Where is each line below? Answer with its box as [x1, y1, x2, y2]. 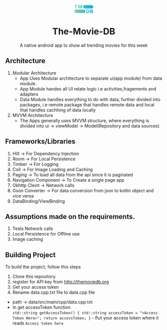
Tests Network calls [12, 225, 53, 231]
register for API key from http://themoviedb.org [12, 279, 109, 285]
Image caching [12, 236, 43, 242]
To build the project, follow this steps [5, 264, 81, 270]
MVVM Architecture [12, 112, 53, 118]
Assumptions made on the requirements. [5, 213, 135, 221]
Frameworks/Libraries [5, 137, 76, 146]
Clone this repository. [12, 274, 57, 280]
